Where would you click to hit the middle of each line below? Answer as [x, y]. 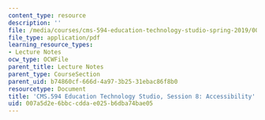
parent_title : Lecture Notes [56, 67]
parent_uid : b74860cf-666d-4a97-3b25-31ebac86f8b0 [93, 81]
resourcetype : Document [47, 89]
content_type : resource [47, 15]
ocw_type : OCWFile [38, 60]
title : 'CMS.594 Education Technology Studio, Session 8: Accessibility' [132, 96]
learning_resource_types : [50, 45]
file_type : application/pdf [54, 37]
